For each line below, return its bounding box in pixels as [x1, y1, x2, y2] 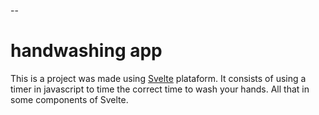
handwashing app [10, 40, 163, 62]
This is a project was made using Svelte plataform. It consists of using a [10, 72, 307, 84]
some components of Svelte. [10, 93, 129, 105]
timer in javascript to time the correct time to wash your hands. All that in [10, 83, 310, 95]
